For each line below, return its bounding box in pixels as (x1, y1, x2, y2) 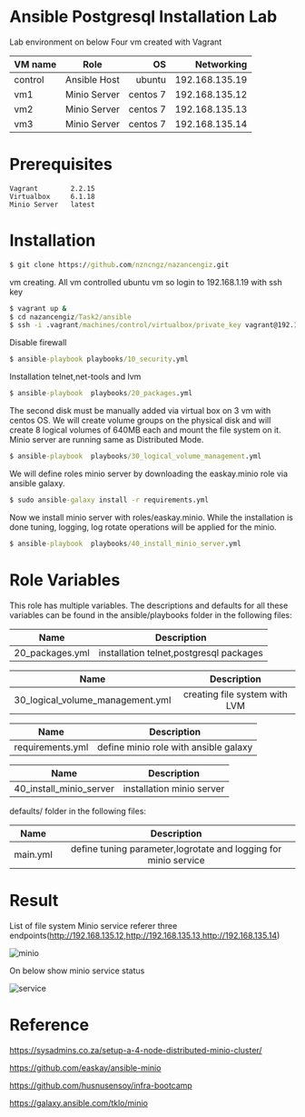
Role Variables (9, 570, 121, 590)
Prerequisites (9, 155, 113, 175)
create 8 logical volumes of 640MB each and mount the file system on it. (9, 424, 281, 435)
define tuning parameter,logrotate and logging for (71, 843, 282, 855)
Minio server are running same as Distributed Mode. (9, 434, 204, 445)
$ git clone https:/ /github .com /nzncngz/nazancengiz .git (9, 260, 230, 269)
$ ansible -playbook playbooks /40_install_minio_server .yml (9, 539, 242, 548)
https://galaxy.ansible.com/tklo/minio (9, 1097, 148, 1108)
